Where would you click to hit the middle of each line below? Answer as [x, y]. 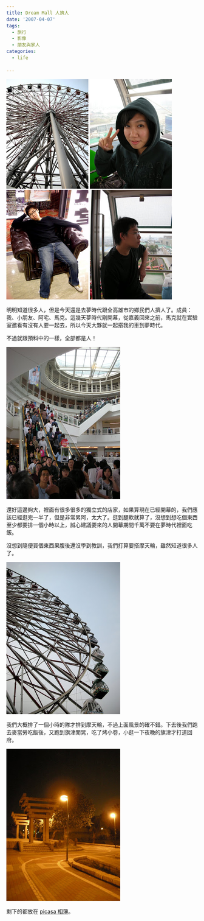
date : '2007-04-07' [31, 19]
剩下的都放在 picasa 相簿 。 [40, 911]
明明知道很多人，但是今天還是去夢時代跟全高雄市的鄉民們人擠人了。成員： [99, 310]
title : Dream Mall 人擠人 [38, 13]
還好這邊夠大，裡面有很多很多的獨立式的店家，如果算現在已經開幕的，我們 [99, 510]
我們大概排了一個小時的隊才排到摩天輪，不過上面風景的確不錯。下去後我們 [99, 724]
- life [20, 58]
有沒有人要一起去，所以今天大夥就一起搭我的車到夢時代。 [94, 325]
